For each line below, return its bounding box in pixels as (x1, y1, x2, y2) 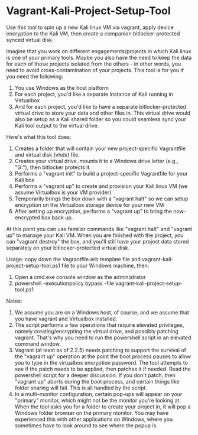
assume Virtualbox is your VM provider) (14, 189, 112, 196)
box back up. (41, 214, 73, 221)
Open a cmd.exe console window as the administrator (14, 273, 146, 280)
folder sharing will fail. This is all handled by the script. (14, 384, 148, 391)
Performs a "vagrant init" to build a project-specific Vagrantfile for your (14, 170, 188, 177)
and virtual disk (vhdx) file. (14, 151, 80, 158)
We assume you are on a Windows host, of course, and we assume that (14, 309, 189, 316)
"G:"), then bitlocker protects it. (14, 164, 92, 171)
